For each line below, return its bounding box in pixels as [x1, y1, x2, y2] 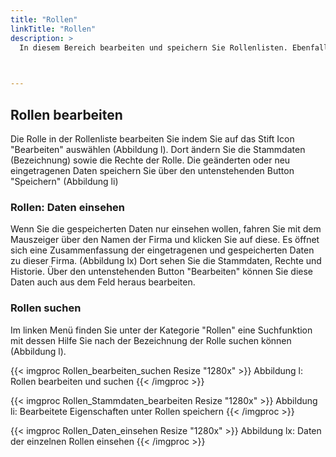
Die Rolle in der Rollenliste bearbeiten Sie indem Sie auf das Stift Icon [10, 132, 295, 145]
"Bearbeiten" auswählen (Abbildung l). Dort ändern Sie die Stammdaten [10, 143, 306, 155]
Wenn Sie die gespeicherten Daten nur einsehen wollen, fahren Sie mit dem [10, 223, 322, 235]
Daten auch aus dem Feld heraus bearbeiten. [10, 276, 196, 288]
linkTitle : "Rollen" [10, 24, 97, 34]
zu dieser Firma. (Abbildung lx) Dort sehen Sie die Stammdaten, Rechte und [10, 255, 322, 267]
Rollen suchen [10, 301, 82, 315]
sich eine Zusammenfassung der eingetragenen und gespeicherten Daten [10, 244, 315, 256]
